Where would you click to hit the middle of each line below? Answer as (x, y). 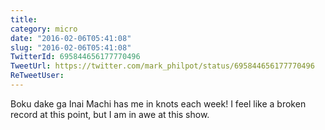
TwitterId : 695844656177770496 (75, 57)
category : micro (44, 29)
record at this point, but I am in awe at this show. (110, 114)
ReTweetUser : (37, 76)
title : (24, 19)
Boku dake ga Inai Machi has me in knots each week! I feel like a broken (158, 103)
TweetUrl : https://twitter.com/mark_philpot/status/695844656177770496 (162, 66)
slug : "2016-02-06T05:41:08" (71, 47)
